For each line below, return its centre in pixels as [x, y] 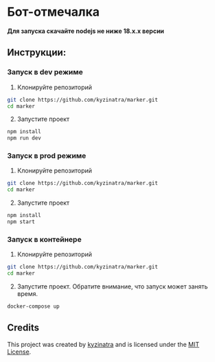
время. [27, 293]
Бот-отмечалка [53, 12]
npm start [21, 222]
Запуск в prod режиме [47, 156]
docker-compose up [33, 306]
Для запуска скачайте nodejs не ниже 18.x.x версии [86, 31]
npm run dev [24, 138]
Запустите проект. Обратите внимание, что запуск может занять [112, 286]
